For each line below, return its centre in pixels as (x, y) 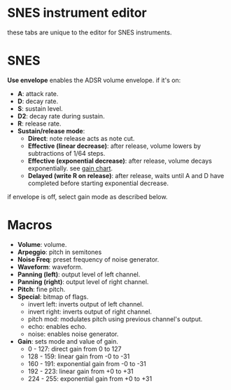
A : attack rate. (38, 93)
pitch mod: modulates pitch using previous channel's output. (115, 319)
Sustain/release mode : (51, 130)
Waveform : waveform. (50, 267)
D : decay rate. (37, 101)
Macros (30, 225)
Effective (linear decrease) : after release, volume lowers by (114, 146)
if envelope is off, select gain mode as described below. (87, 196)
